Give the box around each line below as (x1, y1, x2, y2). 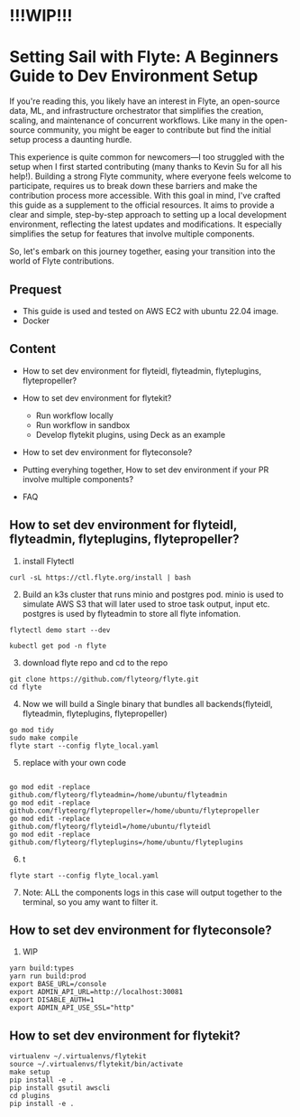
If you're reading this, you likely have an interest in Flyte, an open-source (9, 96, 281, 107)
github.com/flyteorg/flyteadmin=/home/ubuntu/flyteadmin (9, 790, 228, 799)
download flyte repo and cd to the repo (22, 656, 168, 668)
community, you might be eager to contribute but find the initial (37, 125, 272, 135)
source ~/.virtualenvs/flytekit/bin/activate (9, 1060, 183, 1069)
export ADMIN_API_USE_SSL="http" (9, 1003, 135, 1012)
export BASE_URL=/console (9, 980, 106, 989)
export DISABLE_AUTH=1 (9, 995, 95, 1005)
